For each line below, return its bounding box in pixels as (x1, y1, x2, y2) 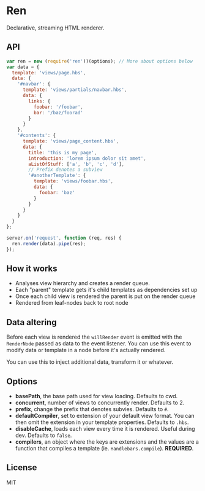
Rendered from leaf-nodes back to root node (15, 299, 129, 307)
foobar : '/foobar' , (33, 104, 84, 110)
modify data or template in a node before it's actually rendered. (6, 347, 166, 354)
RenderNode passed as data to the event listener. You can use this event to (6, 340, 192, 347)
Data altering (6, 317, 57, 328)
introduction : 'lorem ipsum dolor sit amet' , (28, 155, 147, 162)
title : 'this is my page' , (28, 149, 97, 155)
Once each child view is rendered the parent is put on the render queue (15, 293, 196, 300)
